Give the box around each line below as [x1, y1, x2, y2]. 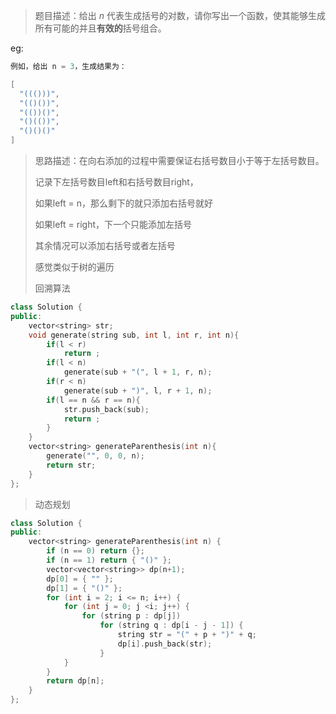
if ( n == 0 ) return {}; [46, 546, 145, 556]
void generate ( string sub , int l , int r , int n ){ [28, 330, 240, 340]
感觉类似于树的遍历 [34, 261, 115, 273]
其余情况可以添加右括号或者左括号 [34, 240, 176, 251]
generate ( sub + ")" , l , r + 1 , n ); [63, 385, 213, 396]
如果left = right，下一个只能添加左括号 [34, 219, 193, 230]
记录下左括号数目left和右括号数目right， [34, 176, 199, 188]
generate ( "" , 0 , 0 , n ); [46, 451, 145, 461]
